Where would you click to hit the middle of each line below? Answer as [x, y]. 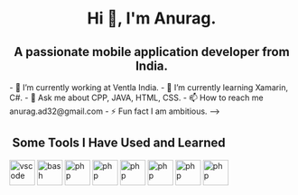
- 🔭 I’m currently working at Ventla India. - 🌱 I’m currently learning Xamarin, [149, 88]
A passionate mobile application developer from [152, 52]
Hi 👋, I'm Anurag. [152, 19]
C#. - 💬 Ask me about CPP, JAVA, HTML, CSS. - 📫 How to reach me [136, 97]
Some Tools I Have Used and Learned [119, 143]
